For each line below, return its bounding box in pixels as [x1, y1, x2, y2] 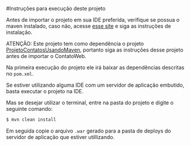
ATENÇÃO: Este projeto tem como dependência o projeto [6, 40, 144, 47]
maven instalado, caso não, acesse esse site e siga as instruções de [6, 23, 171, 29]
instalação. [6, 29, 33, 36]
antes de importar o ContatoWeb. [6, 53, 87, 59]
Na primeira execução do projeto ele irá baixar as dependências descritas [6, 64, 185, 71]
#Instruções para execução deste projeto [6, 5, 106, 12]
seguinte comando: [6, 106, 53, 112]
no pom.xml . [6, 70, 34, 77]
